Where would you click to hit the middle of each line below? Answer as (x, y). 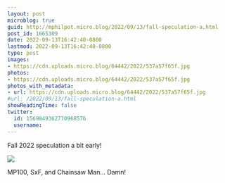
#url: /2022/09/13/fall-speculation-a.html (72, 99)
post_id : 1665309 (33, 33)
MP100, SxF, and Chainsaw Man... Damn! (67, 172)
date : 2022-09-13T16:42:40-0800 (54, 40)
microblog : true (31, 20)
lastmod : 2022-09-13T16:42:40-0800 (59, 46)
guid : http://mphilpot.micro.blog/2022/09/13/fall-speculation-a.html (113, 27)
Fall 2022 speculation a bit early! (54, 145)
